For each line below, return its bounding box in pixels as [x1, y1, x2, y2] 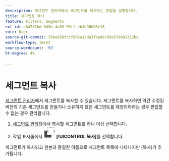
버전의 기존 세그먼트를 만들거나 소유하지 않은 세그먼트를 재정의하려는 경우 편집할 [5, 104, 163, 110]
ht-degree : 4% [5, 50, 35, 56]
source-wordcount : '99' [5, 45, 55, 50]
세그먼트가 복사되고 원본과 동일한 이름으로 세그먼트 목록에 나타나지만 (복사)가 [5, 144, 157, 150]
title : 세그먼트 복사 [5, 13, 44, 19]
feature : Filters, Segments [5, 19, 65, 24]
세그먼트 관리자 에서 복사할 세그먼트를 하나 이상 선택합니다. [12, 121, 128, 127]
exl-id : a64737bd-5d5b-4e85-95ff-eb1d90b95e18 [5, 24, 105, 29]
